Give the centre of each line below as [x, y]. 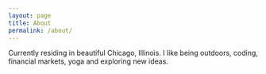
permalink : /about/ [40, 30]
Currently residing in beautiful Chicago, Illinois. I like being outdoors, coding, [133, 53]
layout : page [30, 16]
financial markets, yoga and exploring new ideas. [89, 61]
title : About [30, 23]
